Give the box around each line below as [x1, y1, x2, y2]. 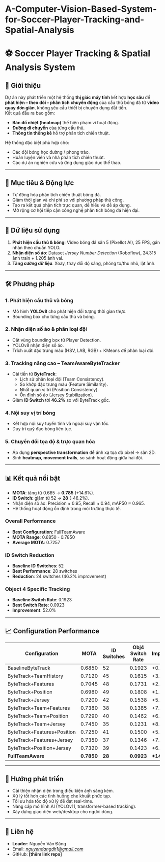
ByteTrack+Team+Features [7, 705, 70, 712]
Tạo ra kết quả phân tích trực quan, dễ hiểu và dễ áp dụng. [12, 202, 131, 208]
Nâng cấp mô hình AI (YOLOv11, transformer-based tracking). [12, 803, 137, 809]
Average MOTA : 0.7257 [12, 539, 60, 545]
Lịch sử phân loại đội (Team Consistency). [19, 376, 105, 382]
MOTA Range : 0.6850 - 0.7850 [12, 534, 75, 540]
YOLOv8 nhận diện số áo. [12, 342, 64, 348]
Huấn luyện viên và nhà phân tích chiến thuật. [12, 154, 105, 161]
